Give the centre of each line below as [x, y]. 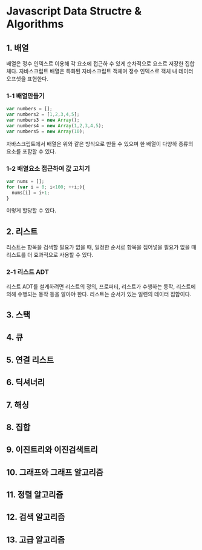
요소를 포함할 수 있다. [31, 151]
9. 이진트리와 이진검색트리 [52, 450]
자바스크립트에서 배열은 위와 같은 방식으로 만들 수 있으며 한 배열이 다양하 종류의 [100, 144]
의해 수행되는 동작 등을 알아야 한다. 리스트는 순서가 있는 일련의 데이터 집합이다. [99, 294]
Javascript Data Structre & [74, 11]
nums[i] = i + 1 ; [31, 193]
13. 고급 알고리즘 [36, 539]
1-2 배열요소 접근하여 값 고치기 [48, 168]
